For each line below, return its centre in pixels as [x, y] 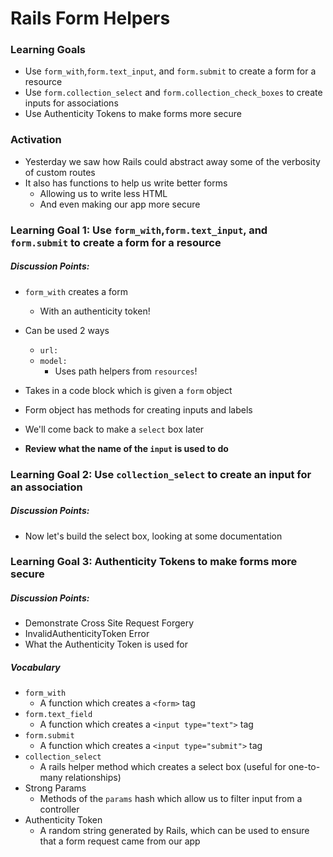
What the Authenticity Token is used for [106, 644]
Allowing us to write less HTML [103, 193]
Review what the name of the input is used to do [126, 448]
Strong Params [55, 788]
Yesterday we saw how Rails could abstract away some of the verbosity [172, 161]
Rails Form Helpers [90, 18]
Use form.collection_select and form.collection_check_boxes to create [173, 93]
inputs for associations [71, 103]
